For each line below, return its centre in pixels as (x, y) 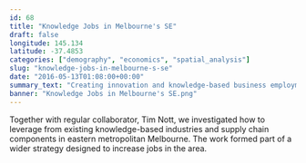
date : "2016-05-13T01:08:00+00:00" (77, 77)
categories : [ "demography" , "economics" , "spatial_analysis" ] (130, 60)
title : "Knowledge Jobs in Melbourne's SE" (93, 26)
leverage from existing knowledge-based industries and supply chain (139, 129)
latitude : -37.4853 (46, 52)
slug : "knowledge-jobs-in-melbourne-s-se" (91, 69)
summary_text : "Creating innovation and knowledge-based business (138, 85)
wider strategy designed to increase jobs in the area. (108, 148)
